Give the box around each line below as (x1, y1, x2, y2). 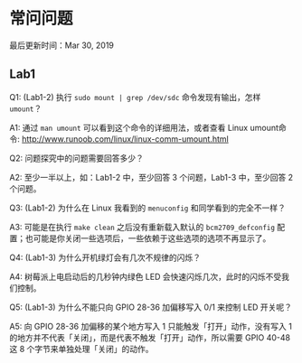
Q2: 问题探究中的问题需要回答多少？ (9, 153, 145, 163)
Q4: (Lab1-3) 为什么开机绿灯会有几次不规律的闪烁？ (9, 252, 202, 263)
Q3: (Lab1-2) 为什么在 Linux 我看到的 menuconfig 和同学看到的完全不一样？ (9, 202, 287, 213)
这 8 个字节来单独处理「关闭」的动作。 (9, 343, 154, 354)
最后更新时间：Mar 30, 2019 (9, 40, 115, 51)
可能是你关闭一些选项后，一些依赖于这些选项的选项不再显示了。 (33, 232, 271, 244)
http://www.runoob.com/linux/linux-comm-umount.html (21, 133, 229, 144)
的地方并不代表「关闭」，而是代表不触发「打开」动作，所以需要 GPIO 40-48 (9, 331, 291, 343)
